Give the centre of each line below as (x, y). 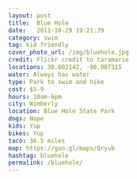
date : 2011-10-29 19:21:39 (56, 30)
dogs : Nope (26, 119)
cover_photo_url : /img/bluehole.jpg (68, 52)
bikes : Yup (26, 133)
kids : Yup (25, 126)
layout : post (30, 15)
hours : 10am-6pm (35, 97)
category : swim (33, 38)
